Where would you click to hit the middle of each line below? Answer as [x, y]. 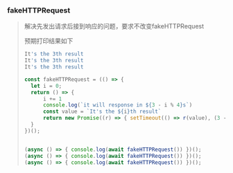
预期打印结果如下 [49, 41]
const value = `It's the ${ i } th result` [102, 112]
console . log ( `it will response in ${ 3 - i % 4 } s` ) [118, 105]
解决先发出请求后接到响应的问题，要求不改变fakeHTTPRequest [114, 26]
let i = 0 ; [46, 86]
